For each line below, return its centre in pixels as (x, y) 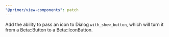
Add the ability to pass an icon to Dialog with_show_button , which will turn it (84, 24)
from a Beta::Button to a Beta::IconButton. (49, 30)
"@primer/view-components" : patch (42, 10)
